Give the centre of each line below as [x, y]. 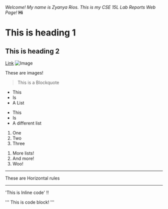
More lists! [23, 153]
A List [18, 103]
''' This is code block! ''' [30, 202]
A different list [27, 123]
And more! [23, 158]
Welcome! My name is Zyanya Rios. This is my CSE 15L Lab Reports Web [80, 7]
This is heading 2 [32, 51]
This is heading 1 [40, 33]
